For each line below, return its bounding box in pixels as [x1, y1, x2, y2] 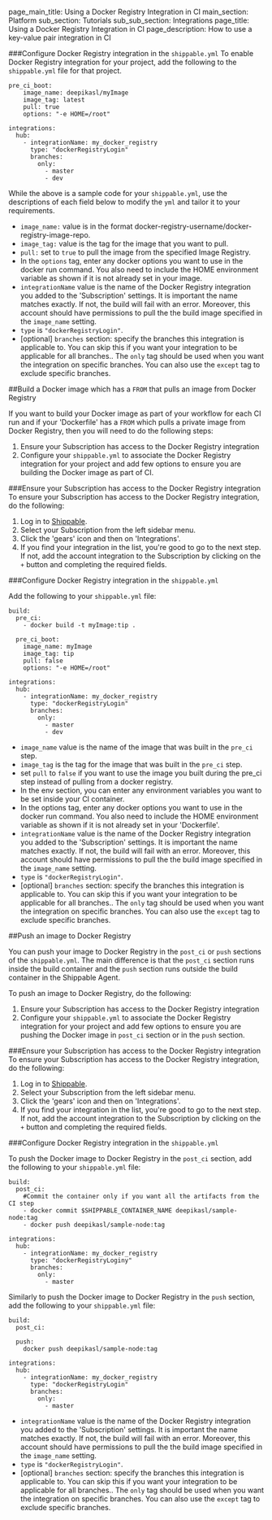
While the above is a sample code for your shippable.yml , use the [8, 189, 228, 198]
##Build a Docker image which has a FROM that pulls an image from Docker [8, 384, 257, 394]
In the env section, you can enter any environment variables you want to [19, 785, 262, 795]
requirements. [8, 206, 55, 215]
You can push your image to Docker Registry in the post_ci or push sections [8, 947, 261, 956]
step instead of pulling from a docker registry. [19, 777, 174, 786]
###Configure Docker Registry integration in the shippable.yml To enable [8, 49, 254, 58]
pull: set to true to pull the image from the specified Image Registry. [19, 247, 252, 257]
